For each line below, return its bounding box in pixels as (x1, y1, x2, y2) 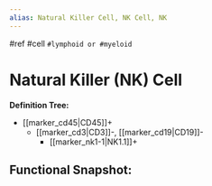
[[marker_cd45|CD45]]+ (22, 116, 113, 127)
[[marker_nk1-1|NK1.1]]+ (49, 136, 138, 147)
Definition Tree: (9, 99, 69, 110)
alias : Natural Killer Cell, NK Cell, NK (9, 13, 168, 23)
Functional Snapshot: (9, 162, 133, 177)
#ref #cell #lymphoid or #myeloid (9, 38, 133, 49)
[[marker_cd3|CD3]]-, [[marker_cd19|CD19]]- (35, 126, 205, 137)
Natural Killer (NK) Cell (9, 70, 183, 90)
